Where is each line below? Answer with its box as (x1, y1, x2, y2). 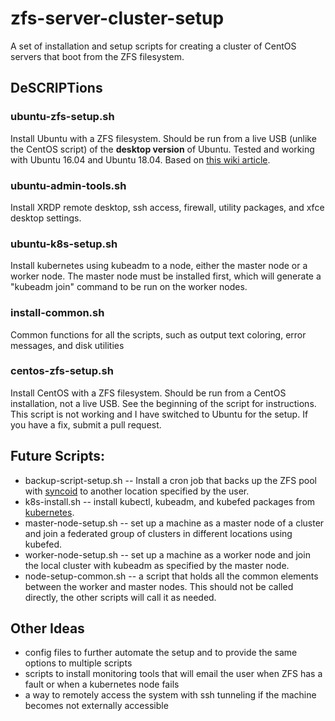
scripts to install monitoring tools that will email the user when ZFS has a (24, 668, 323, 680)
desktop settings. (10, 212, 82, 224)
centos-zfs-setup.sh (10, 364, 114, 378)
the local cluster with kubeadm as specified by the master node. (24, 559, 290, 571)
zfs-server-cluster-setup (10, 7, 225, 30)
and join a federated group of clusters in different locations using (24, 527, 293, 539)
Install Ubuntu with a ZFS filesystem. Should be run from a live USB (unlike (10, 132, 317, 144)
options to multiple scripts (24, 657, 133, 669)
